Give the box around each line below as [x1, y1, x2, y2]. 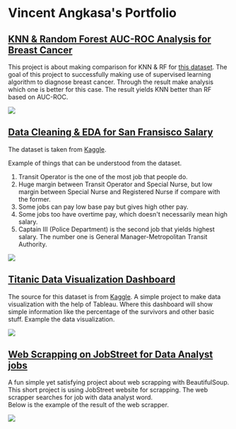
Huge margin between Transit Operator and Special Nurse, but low [18, 180, 213, 188]
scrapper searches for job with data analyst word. [8, 393, 153, 401]
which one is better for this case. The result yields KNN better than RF [8, 85, 212, 93]
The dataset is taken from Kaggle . [8, 145, 107, 153]
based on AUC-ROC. [8, 93, 69, 101]
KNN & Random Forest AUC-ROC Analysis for [8, 33, 211, 45]
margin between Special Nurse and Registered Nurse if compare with [18, 187, 220, 195]
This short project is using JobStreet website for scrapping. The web [8, 386, 208, 394]
